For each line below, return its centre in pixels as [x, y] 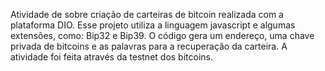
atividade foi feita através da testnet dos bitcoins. [111, 57]
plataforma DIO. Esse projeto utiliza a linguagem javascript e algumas [153, 25]
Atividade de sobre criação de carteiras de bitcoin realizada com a [147, 14]
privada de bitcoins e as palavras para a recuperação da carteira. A [149, 46]
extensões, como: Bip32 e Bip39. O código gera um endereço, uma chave [162, 35]
